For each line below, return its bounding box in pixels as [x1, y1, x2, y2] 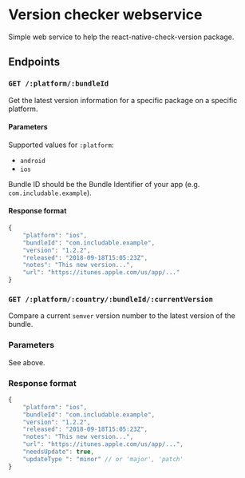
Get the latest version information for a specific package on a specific [8, 95, 238, 105]
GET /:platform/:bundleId [8, 79, 109, 89]
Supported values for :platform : [8, 140, 114, 149]
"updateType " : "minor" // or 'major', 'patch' [22, 455, 184, 463]
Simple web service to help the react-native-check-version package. [8, 32, 235, 42]
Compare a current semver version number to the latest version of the [8, 311, 235, 321]
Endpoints [8, 55, 61, 69]
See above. [8, 357, 45, 367]
